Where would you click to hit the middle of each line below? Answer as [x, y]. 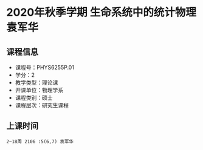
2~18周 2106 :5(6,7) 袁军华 [40, 142]
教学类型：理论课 [36, 83]
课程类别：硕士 [34, 98]
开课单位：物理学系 [39, 90]
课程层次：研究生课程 [42, 105]
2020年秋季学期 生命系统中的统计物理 [101, 12]
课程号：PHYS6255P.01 [45, 67]
